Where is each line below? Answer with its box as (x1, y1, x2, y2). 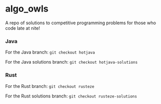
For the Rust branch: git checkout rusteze (5, 83, 95, 89)
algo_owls (5, 3, 49, 15)
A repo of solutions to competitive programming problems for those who (5, 20, 156, 26)
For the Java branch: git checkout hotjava (5, 49, 95, 56)
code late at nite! (5, 25, 41, 31)
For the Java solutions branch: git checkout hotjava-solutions (5, 59, 138, 65)
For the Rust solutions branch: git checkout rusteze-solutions (5, 93, 137, 99)
